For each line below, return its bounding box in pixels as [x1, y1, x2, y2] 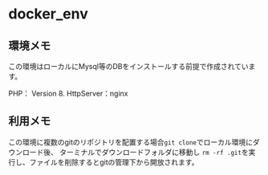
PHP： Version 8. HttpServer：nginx [8, 89, 128, 98]
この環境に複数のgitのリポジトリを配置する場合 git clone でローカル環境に [8, 137, 253, 147]
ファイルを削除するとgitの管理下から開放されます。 [29, 157, 199, 167]
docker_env [8, 5, 88, 23]
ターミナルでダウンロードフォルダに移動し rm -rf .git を [59, 147, 249, 157]
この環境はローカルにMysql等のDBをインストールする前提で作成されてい [8, 62, 249, 71]
